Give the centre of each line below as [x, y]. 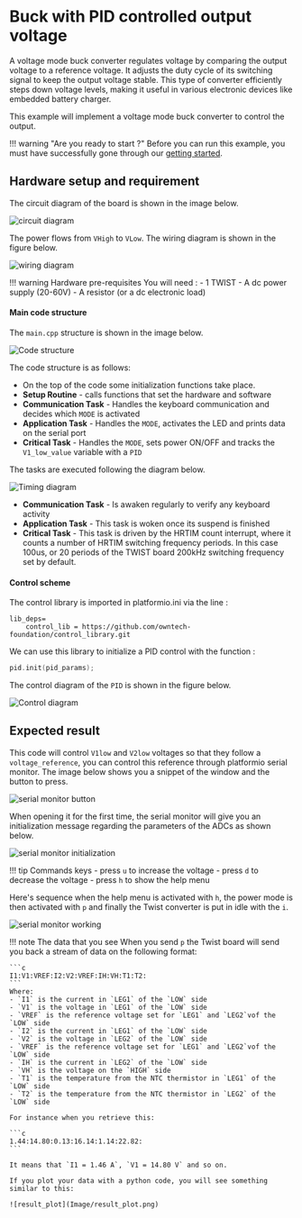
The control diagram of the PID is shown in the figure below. [120, 686]
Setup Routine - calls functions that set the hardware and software [147, 395]
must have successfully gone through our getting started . [116, 153]
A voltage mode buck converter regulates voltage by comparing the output [148, 60]
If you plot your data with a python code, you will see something [139, 1181]
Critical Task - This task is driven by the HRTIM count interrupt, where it [156, 532]
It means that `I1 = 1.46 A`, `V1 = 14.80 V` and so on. [119, 1165]
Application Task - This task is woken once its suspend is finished [146, 523]
